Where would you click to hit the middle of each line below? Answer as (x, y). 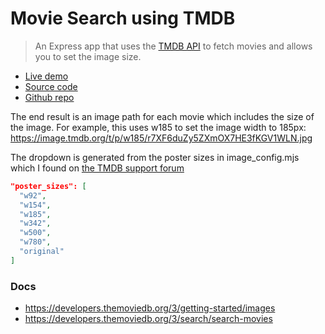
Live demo (46, 76)
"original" (42, 252)
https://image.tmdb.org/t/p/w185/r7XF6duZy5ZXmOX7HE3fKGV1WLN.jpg (161, 138)
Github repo (49, 97)
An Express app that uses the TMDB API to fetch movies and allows (173, 46)
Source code (51, 86)
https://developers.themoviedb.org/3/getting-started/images (150, 308)
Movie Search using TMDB (123, 18)
